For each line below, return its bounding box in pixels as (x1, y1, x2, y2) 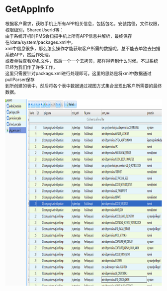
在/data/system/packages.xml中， (5, 39, 76, 45)
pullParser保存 (5, 76, 35, 83)
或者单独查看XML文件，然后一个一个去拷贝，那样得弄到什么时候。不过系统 (5, 58, 159, 64)
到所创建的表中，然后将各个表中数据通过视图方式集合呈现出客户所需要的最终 (5, 83, 162, 89)
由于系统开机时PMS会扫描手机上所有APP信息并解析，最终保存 (5, 33, 133, 39)
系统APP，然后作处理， (5, 51, 53, 58)
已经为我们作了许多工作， (5, 64, 58, 70)
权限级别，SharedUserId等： (5, 26, 64, 33)
